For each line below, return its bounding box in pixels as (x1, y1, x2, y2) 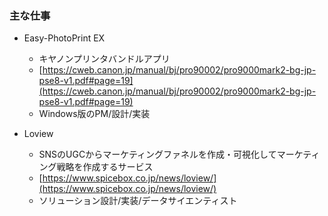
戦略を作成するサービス (56, 161, 154, 173)
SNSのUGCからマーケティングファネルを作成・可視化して (38, 148, 277, 161)
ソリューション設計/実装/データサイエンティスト (38, 195, 238, 207)
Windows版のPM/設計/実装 (38, 108, 151, 120)
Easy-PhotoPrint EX (23, 32, 106, 44)
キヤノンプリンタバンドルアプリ (38, 53, 171, 65)
